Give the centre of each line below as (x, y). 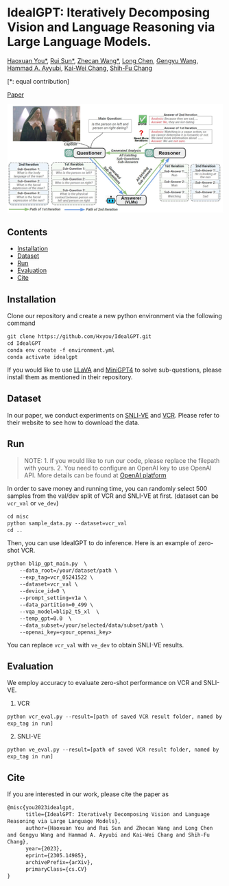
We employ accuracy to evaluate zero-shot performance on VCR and (105, 683)
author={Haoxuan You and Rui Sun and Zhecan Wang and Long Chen (119, 828)
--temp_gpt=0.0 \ (46, 619)
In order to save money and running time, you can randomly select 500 (107, 488)
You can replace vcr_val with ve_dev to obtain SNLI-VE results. (96, 645)
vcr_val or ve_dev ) (33, 503)
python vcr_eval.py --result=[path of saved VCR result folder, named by (115, 717)
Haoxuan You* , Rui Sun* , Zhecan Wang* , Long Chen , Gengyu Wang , (103, 60)
